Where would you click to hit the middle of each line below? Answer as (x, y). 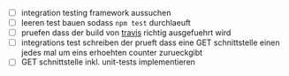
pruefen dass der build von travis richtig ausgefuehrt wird (126, 33)
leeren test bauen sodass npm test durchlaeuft (106, 23)
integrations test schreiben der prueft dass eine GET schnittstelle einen (150, 42)
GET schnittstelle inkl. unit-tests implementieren (108, 62)
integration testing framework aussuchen (96, 13)
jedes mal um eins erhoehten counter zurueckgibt (112, 53)
